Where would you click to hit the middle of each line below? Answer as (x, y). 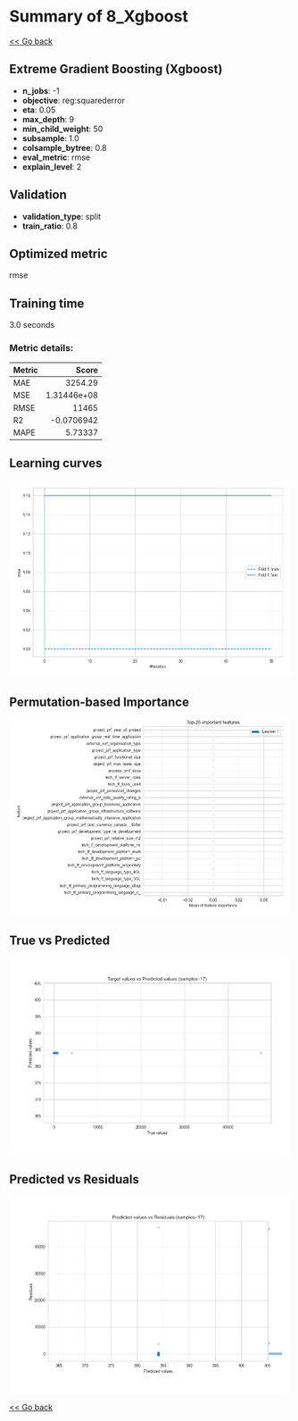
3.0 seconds (32, 325)
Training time (47, 303)
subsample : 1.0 (51, 138)
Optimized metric (59, 253)
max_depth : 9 (48, 119)
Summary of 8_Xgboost (99, 17)
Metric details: (41, 348)
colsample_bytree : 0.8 (64, 147)
